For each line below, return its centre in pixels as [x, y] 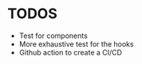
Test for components [53, 36]
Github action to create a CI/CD [71, 52]
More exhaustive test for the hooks [76, 43]
